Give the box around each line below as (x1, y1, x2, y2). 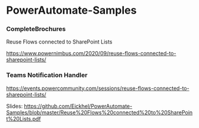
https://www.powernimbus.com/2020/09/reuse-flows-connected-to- (6, 50, 177, 57)
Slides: (6, 102, 23, 110)
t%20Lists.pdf (6, 115, 41, 122)
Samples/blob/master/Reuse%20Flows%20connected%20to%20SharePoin (6, 108, 193, 116)
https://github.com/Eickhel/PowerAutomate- (23, 102, 133, 110)
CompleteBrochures (6, 25, 66, 33)
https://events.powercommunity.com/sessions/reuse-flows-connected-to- (6, 85, 189, 92)
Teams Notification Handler (6, 71, 88, 79)
